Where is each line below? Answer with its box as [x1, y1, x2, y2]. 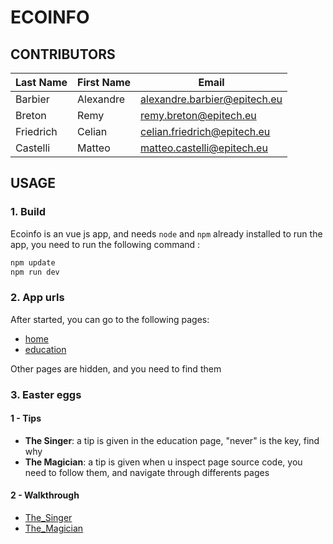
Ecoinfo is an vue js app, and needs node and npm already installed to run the [10, 227, 323, 240]
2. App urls [10, 291, 65, 305]
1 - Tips [10, 412, 42, 425]
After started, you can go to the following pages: [10, 313, 210, 325]
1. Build [10, 205, 47, 219]
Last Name [15, 76, 68, 89]
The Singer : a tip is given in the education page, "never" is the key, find [24, 434, 320, 446]
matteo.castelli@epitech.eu [140, 141, 268, 155]
